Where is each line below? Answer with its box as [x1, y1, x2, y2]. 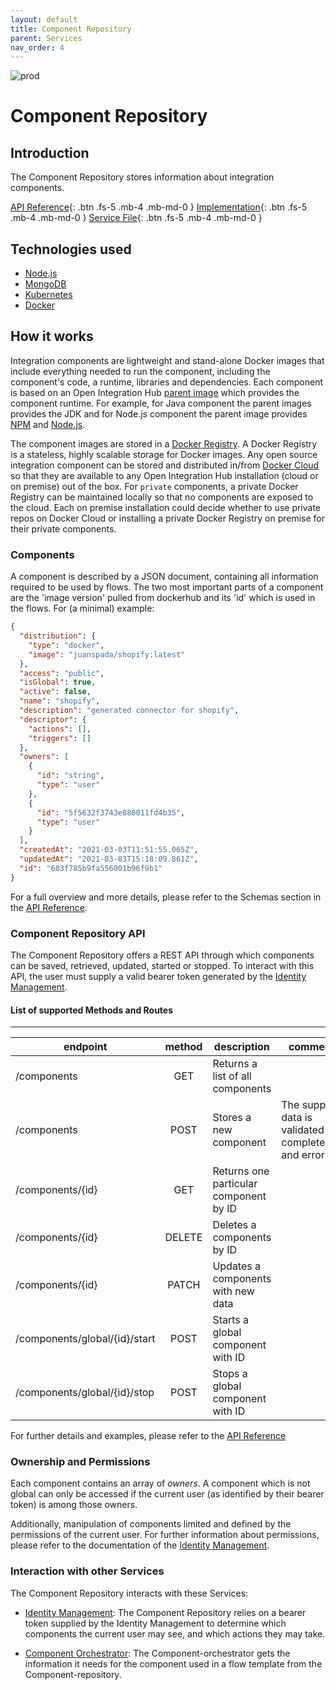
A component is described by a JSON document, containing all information [10, 571, 319, 583]
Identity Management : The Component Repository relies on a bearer [24, 1606, 307, 1618]
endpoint [63, 1040, 108, 1054]
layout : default [10, 14, 78, 25]
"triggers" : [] [28, 733, 92, 743]
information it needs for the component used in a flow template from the [24, 1657, 323, 1670]
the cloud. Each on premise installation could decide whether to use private [10, 501, 322, 513]
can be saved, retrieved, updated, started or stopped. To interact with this [10, 959, 315, 971]
